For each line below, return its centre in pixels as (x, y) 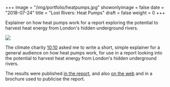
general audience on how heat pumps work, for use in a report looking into (84, 53)
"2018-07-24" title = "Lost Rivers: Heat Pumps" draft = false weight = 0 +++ (85, 13)
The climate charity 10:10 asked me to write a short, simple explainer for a (83, 47)
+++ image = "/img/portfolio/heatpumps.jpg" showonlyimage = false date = (85, 7)
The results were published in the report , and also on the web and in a (79, 74)
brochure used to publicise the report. (45, 79)
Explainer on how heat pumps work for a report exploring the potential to (82, 23)
